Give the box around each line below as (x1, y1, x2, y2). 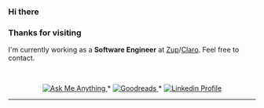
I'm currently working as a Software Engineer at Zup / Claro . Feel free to (8, 45, 240, 55)
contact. (8, 53, 35, 63)
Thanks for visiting (8, 27, 82, 38)
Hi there (8, 6, 39, 17)
